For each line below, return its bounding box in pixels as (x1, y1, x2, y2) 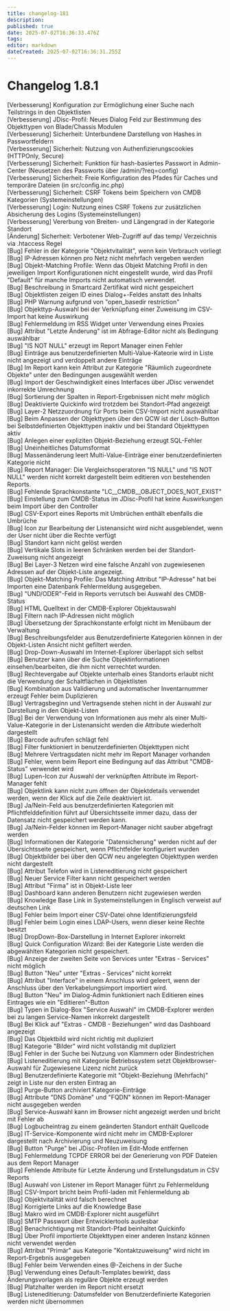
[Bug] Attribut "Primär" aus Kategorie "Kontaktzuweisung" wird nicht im (7, 1246, 210, 1254)
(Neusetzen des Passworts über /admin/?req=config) (27, 166, 179, 174)
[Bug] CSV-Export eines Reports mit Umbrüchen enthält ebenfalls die (7, 509, 203, 517)
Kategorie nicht (7, 458, 51, 466)
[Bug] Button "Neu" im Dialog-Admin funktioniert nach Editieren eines (7, 990, 204, 999)
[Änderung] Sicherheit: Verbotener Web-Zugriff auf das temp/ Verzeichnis (7, 231, 218, 240)
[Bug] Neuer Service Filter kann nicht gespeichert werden (7, 874, 171, 882)
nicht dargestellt (7, 859, 54, 867)
